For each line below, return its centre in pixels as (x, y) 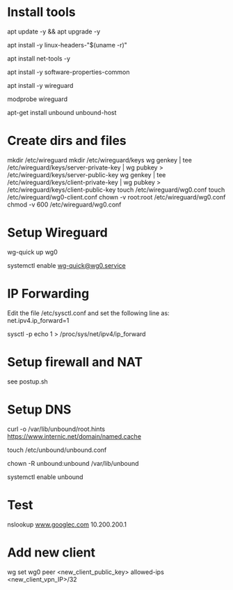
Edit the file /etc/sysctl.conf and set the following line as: (88, 313)
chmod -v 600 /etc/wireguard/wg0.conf (64, 204)
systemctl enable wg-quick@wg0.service (67, 265)
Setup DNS (39, 409)
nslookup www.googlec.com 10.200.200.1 (67, 524)
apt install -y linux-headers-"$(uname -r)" (67, 45)
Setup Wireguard (57, 233)
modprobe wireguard (38, 99)
